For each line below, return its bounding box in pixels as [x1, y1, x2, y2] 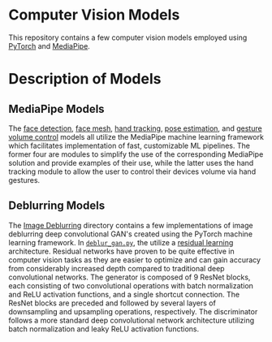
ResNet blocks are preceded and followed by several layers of [8, 298, 217, 308]
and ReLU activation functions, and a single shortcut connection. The [8, 289, 240, 299]
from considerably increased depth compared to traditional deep [8, 263, 225, 273]
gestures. [8, 175, 41, 184]
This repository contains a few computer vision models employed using [8, 32, 248, 42]
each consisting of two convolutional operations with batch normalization [8, 280, 254, 290]
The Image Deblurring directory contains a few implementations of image [8, 220, 253, 230]
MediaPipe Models [8, 102, 105, 115]
